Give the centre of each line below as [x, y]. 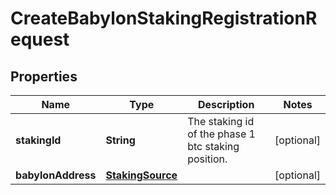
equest [40, 39]
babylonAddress [56, 175]
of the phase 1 [221, 134]
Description [226, 104]
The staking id [221, 121]
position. [207, 159]
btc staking [213, 146]
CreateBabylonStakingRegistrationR [164, 18]
